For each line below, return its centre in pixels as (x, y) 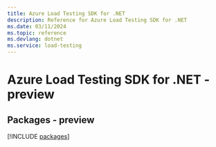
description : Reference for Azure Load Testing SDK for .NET (97, 20)
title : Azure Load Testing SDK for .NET (66, 13)
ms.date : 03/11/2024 (37, 26)
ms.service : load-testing (44, 46)
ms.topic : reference (37, 33)
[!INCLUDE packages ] (38, 136)
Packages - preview (51, 120)
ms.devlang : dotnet (35, 39)
